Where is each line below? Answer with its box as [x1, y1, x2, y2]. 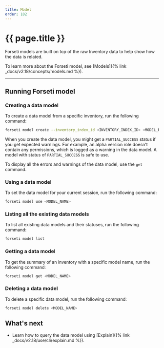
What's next [5, 319, 43, 328]
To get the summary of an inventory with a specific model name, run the [5, 259, 150, 265]
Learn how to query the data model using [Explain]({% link [12, 332, 130, 338]
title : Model [5, 7, 32, 12]
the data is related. [5, 54, 43, 60]
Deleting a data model [5, 285, 58, 292]
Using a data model [5, 178, 52, 185]
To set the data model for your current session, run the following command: [5, 190, 157, 195]
